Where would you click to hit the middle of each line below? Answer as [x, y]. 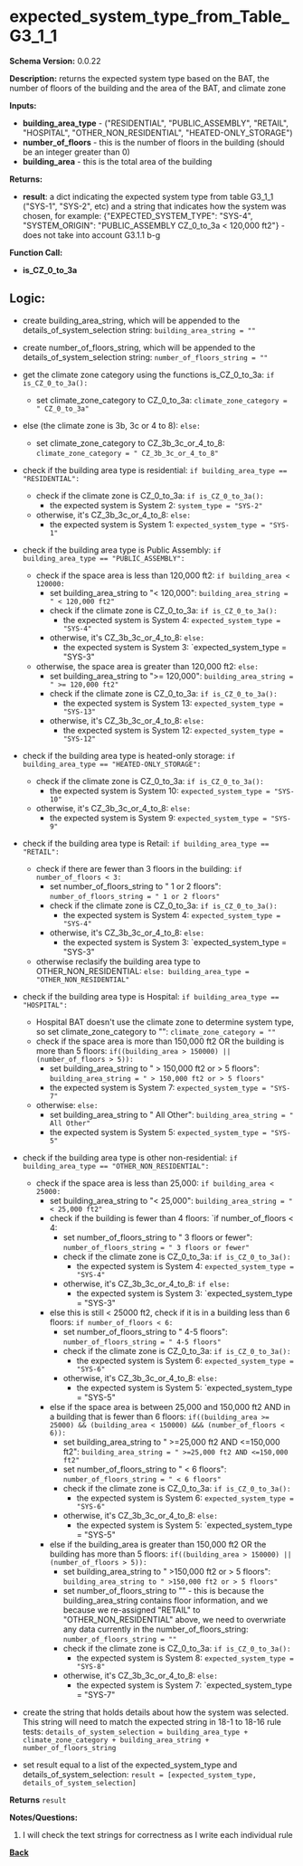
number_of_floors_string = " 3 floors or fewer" [156, 1247]
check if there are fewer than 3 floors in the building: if [139, 868]
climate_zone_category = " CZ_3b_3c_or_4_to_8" [127, 453]
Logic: [28, 299]
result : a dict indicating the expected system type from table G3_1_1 [148, 196]
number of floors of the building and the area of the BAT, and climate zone [148, 88]
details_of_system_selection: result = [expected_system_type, [139, 1774]
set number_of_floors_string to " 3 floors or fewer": [158, 1237]
